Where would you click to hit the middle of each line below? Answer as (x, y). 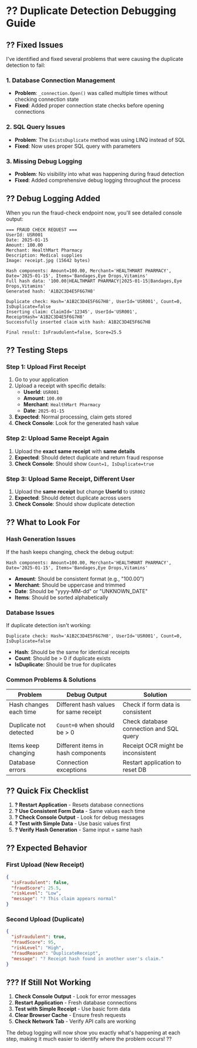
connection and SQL (150, 729)
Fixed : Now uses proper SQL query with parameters (77, 146)
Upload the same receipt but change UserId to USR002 (80, 491)
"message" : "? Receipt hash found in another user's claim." (88, 959)
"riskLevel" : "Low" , (36, 893)
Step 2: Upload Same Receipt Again (58, 438)
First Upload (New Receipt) (45, 865)
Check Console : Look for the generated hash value (77, 423)
